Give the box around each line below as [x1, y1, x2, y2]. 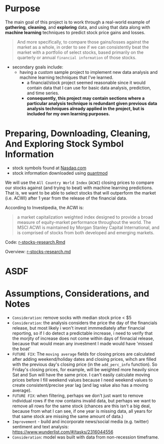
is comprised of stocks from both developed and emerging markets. [17, 229, 155, 235]
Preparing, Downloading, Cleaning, [5, 128, 151, 139]
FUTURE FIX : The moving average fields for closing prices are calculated [12, 351, 155, 357]
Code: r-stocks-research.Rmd [5, 239, 66, 245]
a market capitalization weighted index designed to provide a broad [17, 214, 153, 220]
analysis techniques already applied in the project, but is [26, 106, 144, 111]
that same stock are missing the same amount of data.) [12, 414, 123, 419]
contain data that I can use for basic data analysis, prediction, [26, 85, 151, 90]
